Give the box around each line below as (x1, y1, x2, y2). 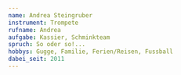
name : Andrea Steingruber (8, 11, 92, 20)
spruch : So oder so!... (8, 41, 86, 48)
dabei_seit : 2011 (8, 55, 65, 63)
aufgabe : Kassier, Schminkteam (8, 33, 110, 41)
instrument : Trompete (8, 19, 79, 27)
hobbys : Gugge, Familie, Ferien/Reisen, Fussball (8, 48, 174, 55)
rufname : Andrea (8, 26, 61, 34)
